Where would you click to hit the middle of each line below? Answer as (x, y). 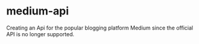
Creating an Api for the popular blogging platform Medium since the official (100, 28)
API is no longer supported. (40, 34)
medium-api (38, 11)
